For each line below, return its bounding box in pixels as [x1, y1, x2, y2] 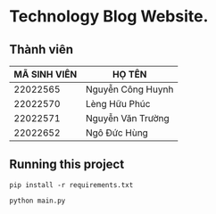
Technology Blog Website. [9, 6, 209, 27]
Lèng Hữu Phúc [85, 98, 151, 110]
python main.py [9, 196, 66, 205]
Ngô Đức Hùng [85, 127, 149, 139]
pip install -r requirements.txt [9, 180, 134, 189]
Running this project [9, 157, 125, 172]
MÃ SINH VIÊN [13, 69, 78, 80]
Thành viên [9, 42, 74, 57]
